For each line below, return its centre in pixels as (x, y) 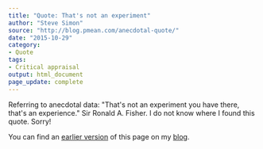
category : (25, 45)
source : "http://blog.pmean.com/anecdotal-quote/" (94, 30)
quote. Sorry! (30, 121)
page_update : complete (46, 82)
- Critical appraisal (44, 67)
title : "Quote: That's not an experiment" (79, 15)
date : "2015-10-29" (41, 38)
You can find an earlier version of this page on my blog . (99, 136)
